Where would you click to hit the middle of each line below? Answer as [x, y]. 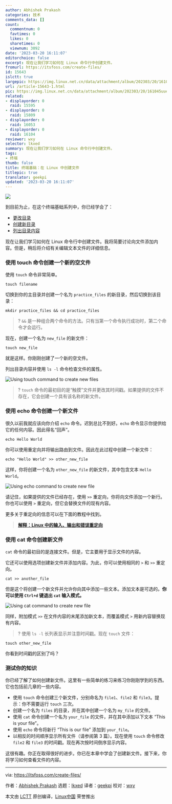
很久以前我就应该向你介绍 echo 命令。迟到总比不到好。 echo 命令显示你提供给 [86, 423]
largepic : [16, 82]
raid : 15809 [23, 115]
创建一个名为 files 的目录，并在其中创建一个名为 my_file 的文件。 [83, 710]
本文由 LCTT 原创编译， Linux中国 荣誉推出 [50, 796]
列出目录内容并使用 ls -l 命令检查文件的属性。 [55, 369]
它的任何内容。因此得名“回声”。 [39, 429]
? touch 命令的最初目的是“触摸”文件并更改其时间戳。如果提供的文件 [89, 390]
